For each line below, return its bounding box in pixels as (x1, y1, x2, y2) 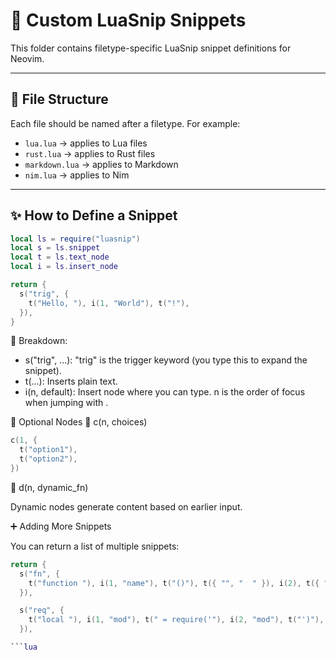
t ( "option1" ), (19, 445, 78, 455)
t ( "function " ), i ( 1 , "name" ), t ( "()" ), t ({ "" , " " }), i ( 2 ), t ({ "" (28, 578, 333, 588)
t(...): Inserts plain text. (24, 375, 118, 388)
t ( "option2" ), (19, 454, 78, 464)
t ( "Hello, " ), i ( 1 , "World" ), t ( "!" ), (28, 298, 190, 308)
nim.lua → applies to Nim (24, 169, 130, 181)
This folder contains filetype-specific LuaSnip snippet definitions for (10, 42, 292, 54)
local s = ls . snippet (10, 243, 101, 253)
